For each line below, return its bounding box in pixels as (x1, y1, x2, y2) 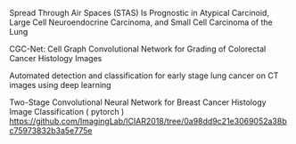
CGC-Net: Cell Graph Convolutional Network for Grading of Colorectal (9, 44, 267, 54)
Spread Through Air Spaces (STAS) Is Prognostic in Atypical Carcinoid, (9, 8, 270, 18)
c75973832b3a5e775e (9, 125, 93, 136)
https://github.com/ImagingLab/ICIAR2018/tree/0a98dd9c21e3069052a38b (9, 116, 287, 126)
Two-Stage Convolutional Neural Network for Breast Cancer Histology (9, 97, 267, 108)
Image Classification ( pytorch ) (9, 107, 125, 116)
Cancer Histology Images (9, 53, 103, 63)
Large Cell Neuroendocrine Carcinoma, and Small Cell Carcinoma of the (9, 17, 274, 28)
